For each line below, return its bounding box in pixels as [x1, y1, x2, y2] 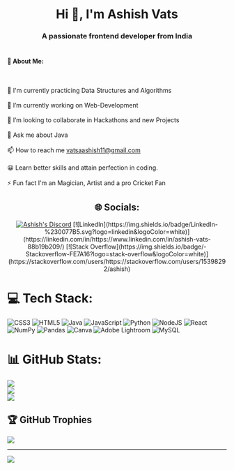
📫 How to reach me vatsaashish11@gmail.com [7, 146, 141, 154]
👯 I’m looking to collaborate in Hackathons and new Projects [7, 115, 180, 124]
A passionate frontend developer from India [41, 31, 193, 41]
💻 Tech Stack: [7, 290, 93, 306]
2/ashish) [103, 265, 131, 273]
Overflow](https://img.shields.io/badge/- [90, 242, 207, 251]
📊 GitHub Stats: [7, 351, 102, 367]
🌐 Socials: [94, 202, 140, 214]
